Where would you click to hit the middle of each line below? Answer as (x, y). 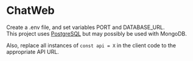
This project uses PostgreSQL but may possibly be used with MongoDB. (96, 33)
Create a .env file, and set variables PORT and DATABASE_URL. (86, 27)
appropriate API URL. (33, 51)
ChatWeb (30, 11)
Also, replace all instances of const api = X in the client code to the (91, 45)
